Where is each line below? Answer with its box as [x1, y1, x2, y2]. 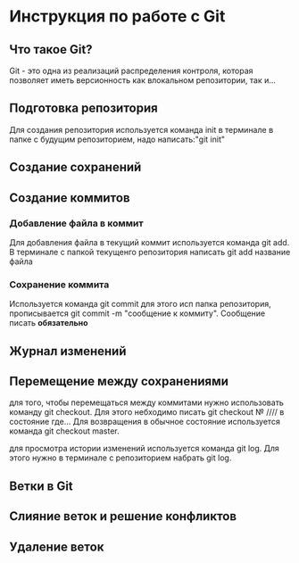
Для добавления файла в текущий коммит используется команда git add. [9, 236, 290, 247]
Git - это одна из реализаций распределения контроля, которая [9, 65, 253, 76]
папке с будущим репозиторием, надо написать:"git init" [9, 134, 226, 145]
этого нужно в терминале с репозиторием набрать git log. [9, 452, 232, 463]
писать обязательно [9, 318, 88, 328]
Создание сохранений [9, 160, 142, 175]
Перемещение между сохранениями [9, 373, 229, 389]
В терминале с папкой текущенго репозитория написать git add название [9, 246, 291, 257]
